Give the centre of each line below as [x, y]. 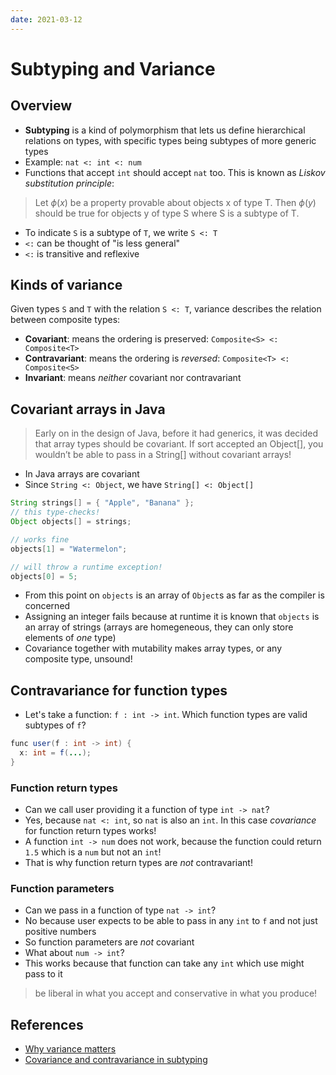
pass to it [43, 974]
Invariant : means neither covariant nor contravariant [133, 378]
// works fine [40, 539]
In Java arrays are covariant [82, 474]
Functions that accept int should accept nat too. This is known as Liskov [175, 172]
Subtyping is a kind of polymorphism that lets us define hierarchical [165, 130]
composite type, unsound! [78, 659]
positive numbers [60, 932]
